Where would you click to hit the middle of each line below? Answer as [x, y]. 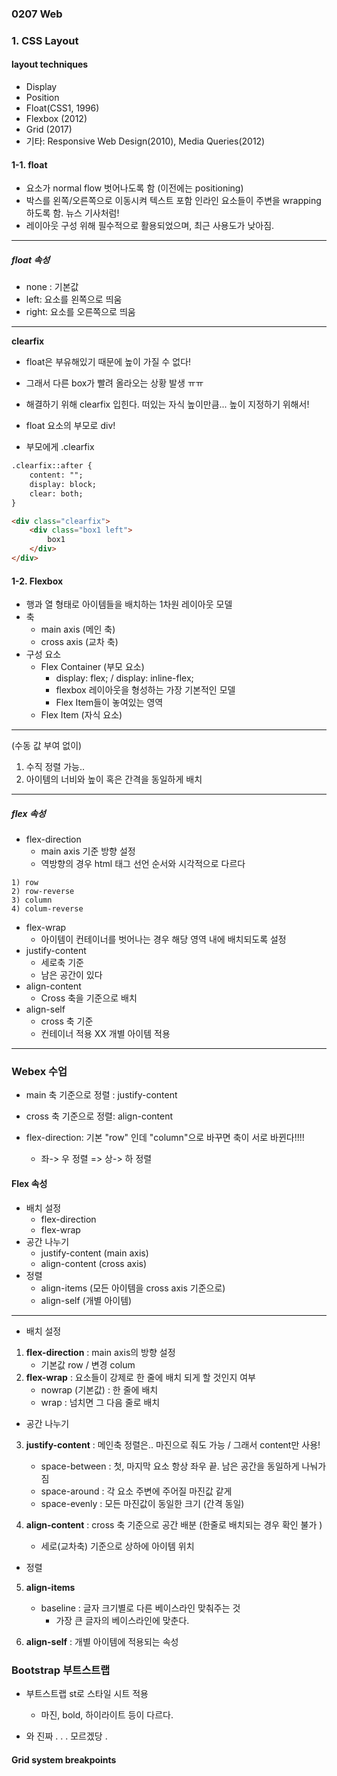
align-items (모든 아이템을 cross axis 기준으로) [133, 1288]
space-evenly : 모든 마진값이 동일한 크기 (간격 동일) [142, 1503]
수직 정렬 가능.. [55, 767]
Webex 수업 [39, 1072]
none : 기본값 [52, 287]
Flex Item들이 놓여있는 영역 [109, 703]
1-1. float [29, 164]
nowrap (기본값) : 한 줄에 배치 [99, 1389]
